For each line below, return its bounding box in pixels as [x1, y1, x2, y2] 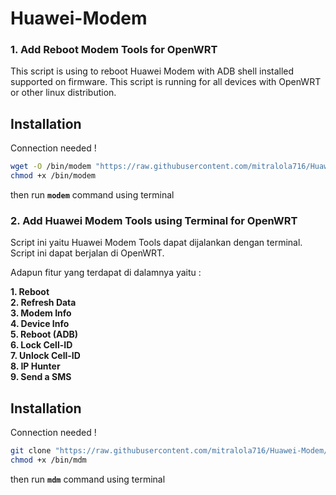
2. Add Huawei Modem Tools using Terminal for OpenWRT [10, 213, 298, 227]
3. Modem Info [10, 307, 72, 319]
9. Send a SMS [10, 371, 72, 383]
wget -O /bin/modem [10, 162, 92, 172]
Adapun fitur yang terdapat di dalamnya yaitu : [10, 267, 202, 279]
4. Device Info [10, 318, 70, 330]
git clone [10, 446, 52, 456]
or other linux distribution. [10, 87, 117, 99]
